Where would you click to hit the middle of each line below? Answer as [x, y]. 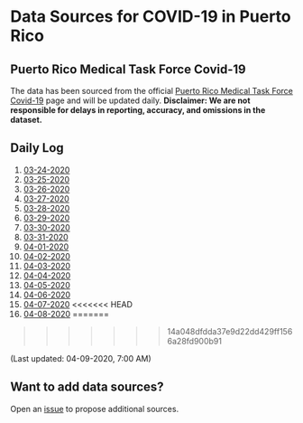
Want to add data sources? [87, 387]
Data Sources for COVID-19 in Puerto [151, 17]
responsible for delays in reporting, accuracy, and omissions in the [138, 110]
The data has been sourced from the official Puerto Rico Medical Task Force [152, 91]
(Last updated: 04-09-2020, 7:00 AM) [81, 358]
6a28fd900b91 [194, 341]
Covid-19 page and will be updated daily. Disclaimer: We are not [130, 100]
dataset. [27, 120]
